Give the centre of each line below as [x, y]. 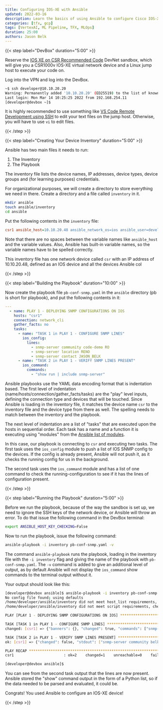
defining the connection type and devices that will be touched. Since [74, 399]
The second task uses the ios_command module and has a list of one [72, 469]
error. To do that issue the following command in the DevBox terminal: [75, 517]
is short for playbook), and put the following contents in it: [63, 298]
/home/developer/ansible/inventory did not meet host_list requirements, [81, 602]
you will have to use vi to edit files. [40, 122]
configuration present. [27, 479]
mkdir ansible [19, 203]
